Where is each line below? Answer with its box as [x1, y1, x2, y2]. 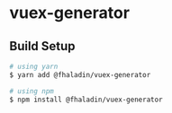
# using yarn [9, 62, 59, 71]
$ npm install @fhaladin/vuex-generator [9, 95, 164, 104]
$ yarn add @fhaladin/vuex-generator [9, 70, 151, 79]
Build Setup [9, 39, 76, 54]
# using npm [9, 86, 54, 96]
